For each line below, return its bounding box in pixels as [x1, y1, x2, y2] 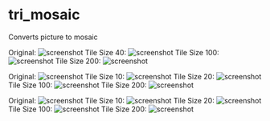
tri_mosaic [8, 6, 80, 24]
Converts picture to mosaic [8, 32, 98, 42]
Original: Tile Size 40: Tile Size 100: [8, 47, 219, 57]
